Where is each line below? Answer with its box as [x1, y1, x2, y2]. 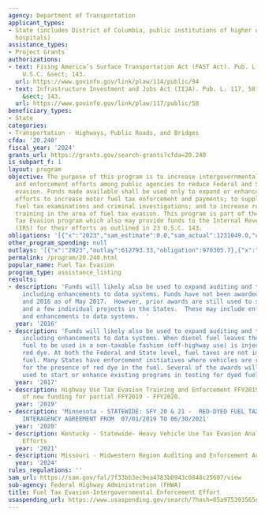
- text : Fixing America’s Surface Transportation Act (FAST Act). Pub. [8, 63, 248, 71]
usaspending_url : [8, 495, 65, 503]
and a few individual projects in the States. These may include [22, 305, 245, 312]
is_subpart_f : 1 [8, 159, 62, 166]
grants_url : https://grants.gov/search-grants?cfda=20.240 [8, 151, 207, 159]
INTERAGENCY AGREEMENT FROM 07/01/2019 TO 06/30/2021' [22, 415, 211, 423]
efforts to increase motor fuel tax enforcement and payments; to [15, 195, 238, 203]
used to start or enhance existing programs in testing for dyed [22, 371, 242, 379]
